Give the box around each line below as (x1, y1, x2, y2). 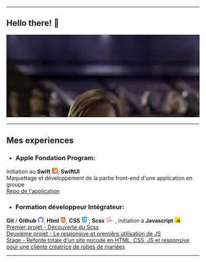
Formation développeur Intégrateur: (15, 203, 124, 212)
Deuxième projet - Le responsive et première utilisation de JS (6, 230, 161, 237)
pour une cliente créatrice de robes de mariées (6, 243, 126, 250)
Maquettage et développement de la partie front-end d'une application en (6, 174, 193, 182)
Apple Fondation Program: (15, 153, 96, 162)
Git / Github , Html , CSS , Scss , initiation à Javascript (6, 217, 174, 225)
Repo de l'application (6, 188, 60, 195)
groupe (6, 181, 25, 188)
